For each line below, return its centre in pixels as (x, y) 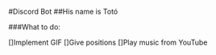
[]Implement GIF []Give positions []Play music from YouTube (108, 42)
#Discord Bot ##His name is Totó (63, 12)
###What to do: (34, 27)
